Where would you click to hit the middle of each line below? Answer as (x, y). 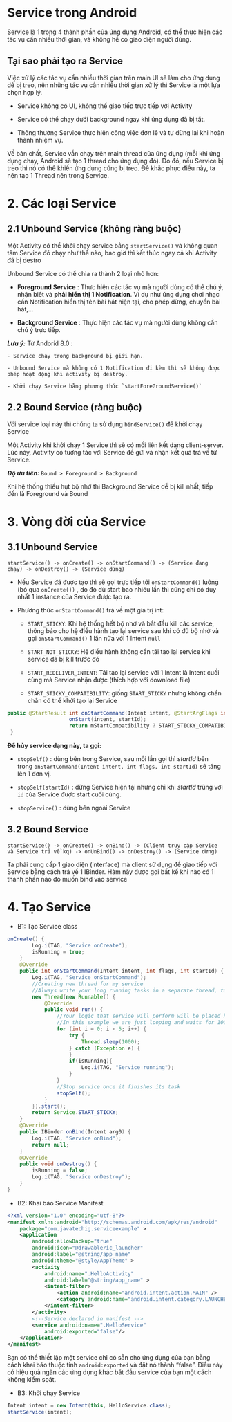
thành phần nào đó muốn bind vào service (67, 879)
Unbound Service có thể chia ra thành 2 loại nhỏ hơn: (83, 273)
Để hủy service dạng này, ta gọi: (55, 746)
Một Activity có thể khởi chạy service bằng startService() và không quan (113, 245)
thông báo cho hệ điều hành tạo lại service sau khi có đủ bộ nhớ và (123, 630)
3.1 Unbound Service (52, 547)
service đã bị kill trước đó (64, 659)
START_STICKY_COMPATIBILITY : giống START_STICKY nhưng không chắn (125, 693)
